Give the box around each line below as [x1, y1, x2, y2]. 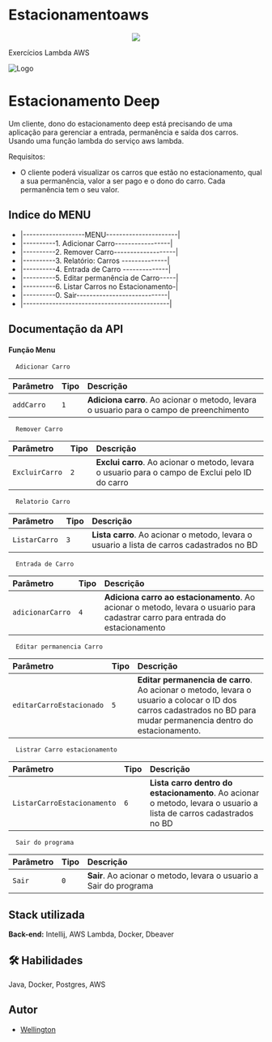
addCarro [12, 400, 46, 410]
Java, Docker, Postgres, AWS [8, 980, 106, 989]
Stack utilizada [8, 907, 85, 922]
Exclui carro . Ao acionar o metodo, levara [96, 457, 255, 468]
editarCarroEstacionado [12, 700, 104, 710]
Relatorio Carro [15, 497, 70, 506]
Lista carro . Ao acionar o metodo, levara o [91, 529, 253, 540]
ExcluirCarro [12, 468, 63, 477]
